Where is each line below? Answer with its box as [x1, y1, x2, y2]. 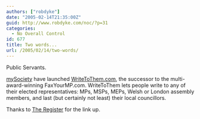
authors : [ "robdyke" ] [6, 8, 60, 15]
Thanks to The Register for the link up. [6, 105, 100, 113]
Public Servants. [6, 64, 47, 71]
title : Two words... [6, 42, 58, 48]
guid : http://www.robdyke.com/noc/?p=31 [6, 20, 109, 26]
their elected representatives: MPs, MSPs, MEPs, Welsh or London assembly [6, 87, 195, 95]
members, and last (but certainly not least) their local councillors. [6, 94, 167, 101]
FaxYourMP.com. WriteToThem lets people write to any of [44, 82, 186, 89]
